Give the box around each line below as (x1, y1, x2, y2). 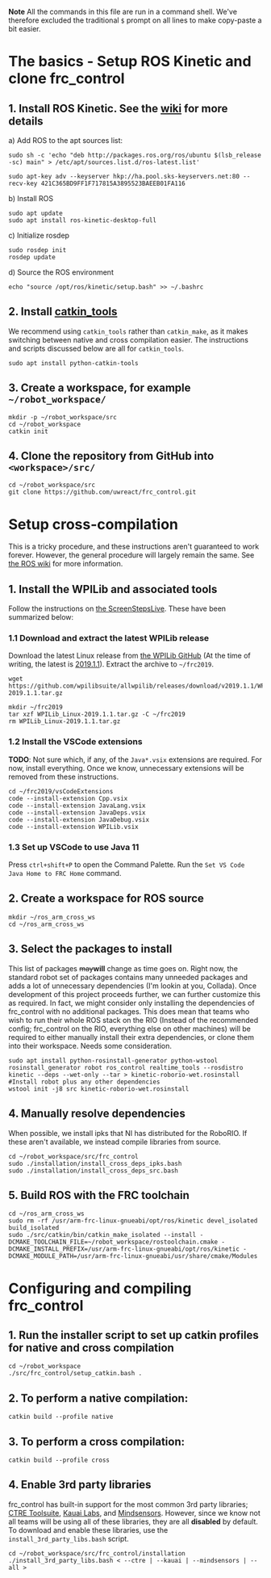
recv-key (8, 179, 38, 187)
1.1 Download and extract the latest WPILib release (8, 633, 210, 644)
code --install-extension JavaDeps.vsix (8, 808, 147, 817)
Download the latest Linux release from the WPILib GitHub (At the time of (8, 650, 252, 661)
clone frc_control (8, 69, 125, 88)
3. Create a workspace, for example (8, 381, 191, 395)
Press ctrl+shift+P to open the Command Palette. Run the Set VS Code (8, 860, 245, 869)
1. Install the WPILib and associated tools (8, 582, 218, 596)
